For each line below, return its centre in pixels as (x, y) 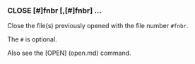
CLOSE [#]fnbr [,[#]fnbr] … (55, 11)
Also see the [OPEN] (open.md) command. (70, 53)
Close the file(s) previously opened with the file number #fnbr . (98, 26)
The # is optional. (32, 39)
